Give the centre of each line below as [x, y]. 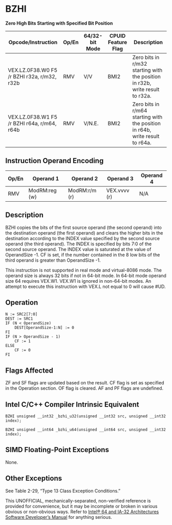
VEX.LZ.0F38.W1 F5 [33, 117]
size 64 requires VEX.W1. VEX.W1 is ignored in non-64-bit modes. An [78, 281]
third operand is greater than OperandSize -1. [53, 260]
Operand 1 [46, 179]
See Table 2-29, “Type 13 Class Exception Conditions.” [63, 491]
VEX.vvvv [118, 190]
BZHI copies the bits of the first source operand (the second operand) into [84, 227]
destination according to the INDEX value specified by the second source [83, 238]
